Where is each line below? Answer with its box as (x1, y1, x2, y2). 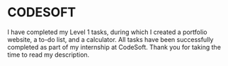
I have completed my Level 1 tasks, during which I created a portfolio (7, 28, 207, 36)
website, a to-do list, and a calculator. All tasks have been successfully (7, 35, 214, 43)
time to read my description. (7, 50, 90, 59)
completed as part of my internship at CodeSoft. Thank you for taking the (7, 43, 222, 51)
